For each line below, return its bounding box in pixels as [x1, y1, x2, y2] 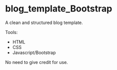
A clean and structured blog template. [5, 19, 83, 25]
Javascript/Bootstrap [12, 49, 56, 55]
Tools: [5, 29, 18, 35]
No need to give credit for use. [5, 59, 68, 65]
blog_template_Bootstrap [5, 3, 112, 14]
